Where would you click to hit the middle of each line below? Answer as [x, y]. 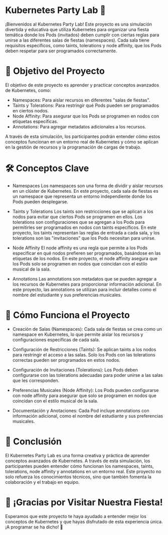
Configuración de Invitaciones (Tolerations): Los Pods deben [75, 370]
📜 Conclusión [33, 441]
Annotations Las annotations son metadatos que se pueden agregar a [85, 279]
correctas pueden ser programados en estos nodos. [66, 360]
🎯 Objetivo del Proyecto [55, 71]
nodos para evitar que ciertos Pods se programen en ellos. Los [77, 217]
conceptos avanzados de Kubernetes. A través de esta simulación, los [78, 461]
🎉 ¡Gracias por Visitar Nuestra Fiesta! [84, 502]
